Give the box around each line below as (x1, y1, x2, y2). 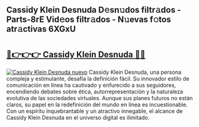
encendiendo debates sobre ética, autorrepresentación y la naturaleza (6, 88, 183, 95)
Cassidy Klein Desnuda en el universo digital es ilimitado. (6, 114, 150, 121)
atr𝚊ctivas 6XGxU (6, 24, 76, 34)
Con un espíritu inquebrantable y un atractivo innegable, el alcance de (6, 107, 183, 115)
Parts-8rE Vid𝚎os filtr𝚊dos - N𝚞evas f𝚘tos (6, 15, 172, 25)
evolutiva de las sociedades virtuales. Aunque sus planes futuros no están (6, 95, 194, 101)
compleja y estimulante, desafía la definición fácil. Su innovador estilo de (6, 75, 190, 82)
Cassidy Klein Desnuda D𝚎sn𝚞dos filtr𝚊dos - (6, 5, 181, 15)
